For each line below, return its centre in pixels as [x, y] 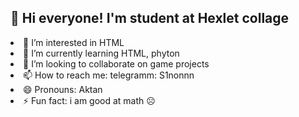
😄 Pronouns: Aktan [63, 89]
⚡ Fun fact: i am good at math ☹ [89, 100]
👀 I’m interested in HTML [74, 42]
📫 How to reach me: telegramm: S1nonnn [109, 75]
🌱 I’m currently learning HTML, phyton [101, 53]
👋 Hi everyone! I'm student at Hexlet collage [150, 18]
